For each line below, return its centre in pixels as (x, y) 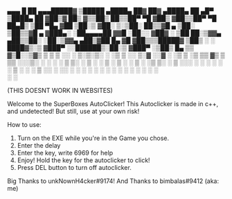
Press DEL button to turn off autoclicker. (74, 167)
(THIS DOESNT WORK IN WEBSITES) (60, 90)
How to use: (24, 124)
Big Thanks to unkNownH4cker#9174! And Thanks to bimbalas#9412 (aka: (113, 181)
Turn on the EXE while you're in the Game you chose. (93, 138)
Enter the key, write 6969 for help (65, 153)
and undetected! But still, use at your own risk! (73, 111)
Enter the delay (39, 145)
